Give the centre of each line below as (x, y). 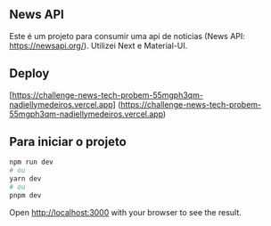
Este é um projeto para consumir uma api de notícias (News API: (127, 36)
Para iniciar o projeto (68, 142)
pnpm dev (25, 195)
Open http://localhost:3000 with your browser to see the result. (126, 212)
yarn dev (25, 179)
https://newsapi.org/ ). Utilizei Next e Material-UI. (99, 45)
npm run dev (31, 162)
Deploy (29, 73)
